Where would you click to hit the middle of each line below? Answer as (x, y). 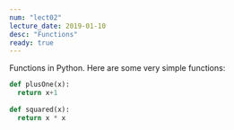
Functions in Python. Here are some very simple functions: (117, 68)
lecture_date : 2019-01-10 (57, 26)
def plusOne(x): (39, 85)
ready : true (31, 43)
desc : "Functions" (43, 34)
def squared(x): (39, 109)
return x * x (42, 117)
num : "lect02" (36, 17)
